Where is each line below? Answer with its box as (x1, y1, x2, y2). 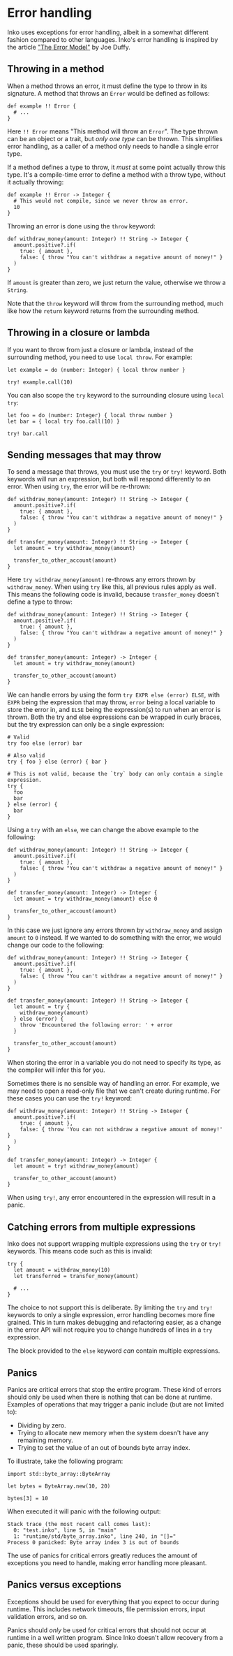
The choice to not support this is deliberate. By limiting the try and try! (7, 1303, 213, 1312)
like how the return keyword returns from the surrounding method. (7, 306, 200, 315)
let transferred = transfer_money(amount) (13, 1273, 139, 1280)
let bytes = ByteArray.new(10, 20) (7, 1483, 111, 1490)
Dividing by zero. (17, 1421, 66, 1430)
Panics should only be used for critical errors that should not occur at (7, 1626, 207, 1634)
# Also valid (7, 753, 45, 760)
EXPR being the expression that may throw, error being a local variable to (7, 698, 216, 706)
